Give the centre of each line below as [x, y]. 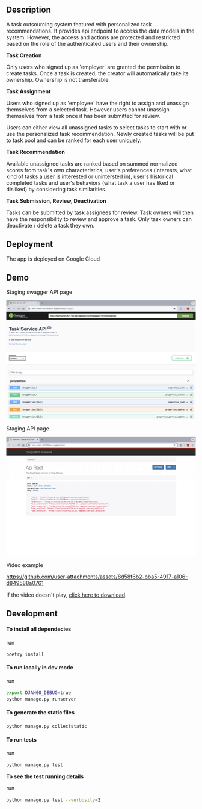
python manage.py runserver [41, 699]
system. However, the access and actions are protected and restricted [93, 37]
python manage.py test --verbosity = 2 [54, 800]
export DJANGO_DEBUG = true [38, 693]
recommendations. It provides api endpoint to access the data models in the [100, 31]
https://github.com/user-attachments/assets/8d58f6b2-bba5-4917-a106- [97, 577]
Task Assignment [29, 91]
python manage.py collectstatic [47, 726]
